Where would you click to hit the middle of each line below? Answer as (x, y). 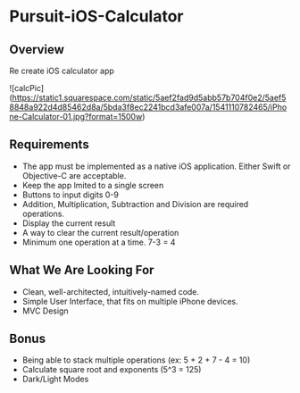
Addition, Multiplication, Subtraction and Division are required (135, 204)
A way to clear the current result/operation (100, 232)
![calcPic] (27, 88)
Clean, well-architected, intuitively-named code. (110, 291)
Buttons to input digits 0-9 (70, 195)
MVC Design (45, 311)
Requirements (49, 145)
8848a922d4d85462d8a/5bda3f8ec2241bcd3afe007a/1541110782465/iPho (148, 107)
